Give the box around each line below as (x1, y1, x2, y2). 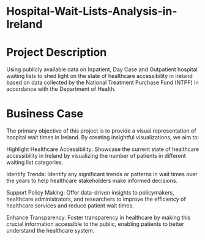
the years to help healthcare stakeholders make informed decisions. (6, 177, 178, 185)
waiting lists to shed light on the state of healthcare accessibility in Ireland (6, 72, 193, 80)
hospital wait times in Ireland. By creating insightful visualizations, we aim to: (6, 134, 199, 141)
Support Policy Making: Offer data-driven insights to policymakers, (6, 189, 174, 196)
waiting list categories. (6, 158, 64, 166)
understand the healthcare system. (6, 227, 95, 234)
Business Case (6, 107, 84, 121)
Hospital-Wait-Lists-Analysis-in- (6, 4, 177, 18)
